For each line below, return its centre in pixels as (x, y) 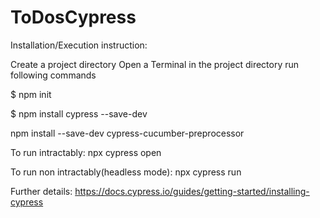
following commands (53, 75)
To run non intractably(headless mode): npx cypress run (126, 172)
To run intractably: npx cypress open (86, 152)
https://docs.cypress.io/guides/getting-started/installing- (192, 191)
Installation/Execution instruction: (79, 45)
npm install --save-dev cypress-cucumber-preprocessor (127, 133)
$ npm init (31, 94)
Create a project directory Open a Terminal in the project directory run (155, 64)
